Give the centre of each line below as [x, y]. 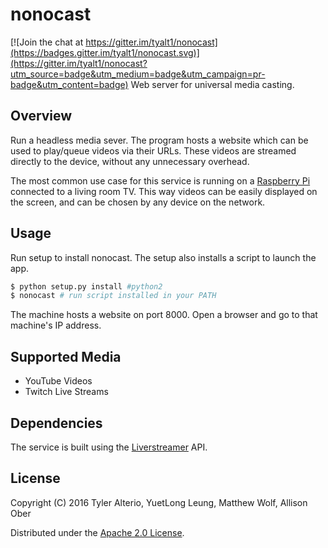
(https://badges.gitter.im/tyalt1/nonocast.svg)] [105, 52]
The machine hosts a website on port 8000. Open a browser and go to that [164, 315]
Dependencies [56, 423]
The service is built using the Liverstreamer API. [109, 447]
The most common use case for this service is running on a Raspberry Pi [160, 180]
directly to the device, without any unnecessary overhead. [130, 161]
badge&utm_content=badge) [69, 84]
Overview [41, 116]
